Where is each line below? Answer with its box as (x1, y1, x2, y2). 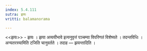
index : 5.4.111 (5, 7, 37, 12)
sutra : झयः (5, 12, 26, 17)
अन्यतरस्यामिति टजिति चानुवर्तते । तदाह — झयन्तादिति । (5, 40, 96, 46)
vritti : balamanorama (5, 16, 50, 21)
